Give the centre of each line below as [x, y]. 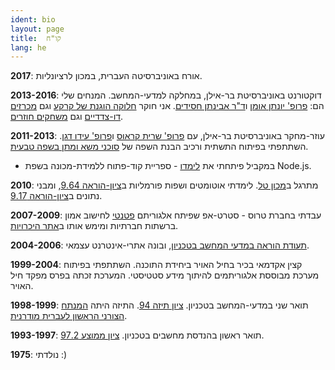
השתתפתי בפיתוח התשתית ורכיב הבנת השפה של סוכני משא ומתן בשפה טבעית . [159, 147]
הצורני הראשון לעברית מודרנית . [69, 316]
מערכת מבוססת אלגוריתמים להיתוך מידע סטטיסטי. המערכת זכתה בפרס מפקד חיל [165, 275]
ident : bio [33, 19]
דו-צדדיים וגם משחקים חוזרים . [67, 117]
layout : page [37, 29]
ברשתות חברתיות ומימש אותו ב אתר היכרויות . [94, 226]
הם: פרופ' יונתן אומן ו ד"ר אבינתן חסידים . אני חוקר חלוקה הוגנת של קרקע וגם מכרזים [167, 106]
